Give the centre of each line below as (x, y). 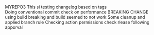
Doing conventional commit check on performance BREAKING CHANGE (77, 12)
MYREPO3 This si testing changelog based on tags (56, 7)
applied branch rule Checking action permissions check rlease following (77, 22)
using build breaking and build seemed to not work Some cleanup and (75, 17)
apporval (14, 27)
